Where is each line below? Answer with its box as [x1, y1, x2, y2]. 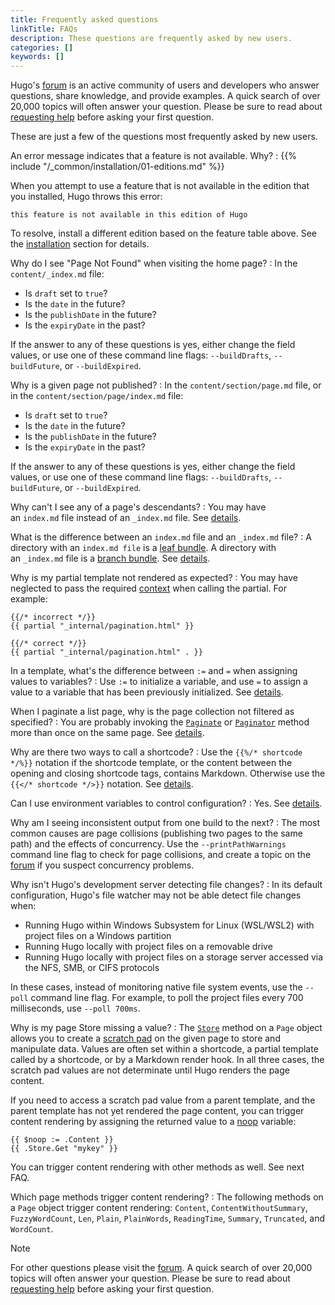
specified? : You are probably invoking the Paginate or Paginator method [10, 716, 310, 728]
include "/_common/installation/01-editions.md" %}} [10, 161, 225, 173]
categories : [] [10, 42, 74, 53]
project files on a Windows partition [24, 930, 172, 942]
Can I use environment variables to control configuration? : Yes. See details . [10, 797, 323, 810]
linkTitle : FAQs [10, 24, 78, 34]
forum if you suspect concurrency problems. [10, 859, 195, 871]
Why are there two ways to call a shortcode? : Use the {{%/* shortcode [10, 746, 303, 758]
